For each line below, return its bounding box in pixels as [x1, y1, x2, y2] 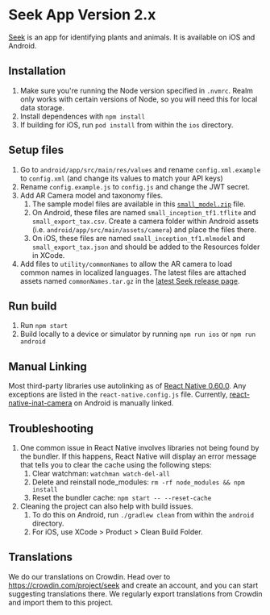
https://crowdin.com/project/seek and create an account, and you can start [8, 580, 259, 590]
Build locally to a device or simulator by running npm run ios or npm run [19, 329, 256, 339]
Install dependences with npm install [19, 111, 146, 121]
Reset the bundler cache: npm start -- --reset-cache [31, 493, 212, 502]
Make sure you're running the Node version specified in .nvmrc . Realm [19, 85, 254, 95]
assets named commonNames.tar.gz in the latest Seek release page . [19, 276, 240, 285]
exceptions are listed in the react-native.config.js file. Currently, [8, 389, 228, 400]
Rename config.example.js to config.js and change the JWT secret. [19, 181, 250, 191]
